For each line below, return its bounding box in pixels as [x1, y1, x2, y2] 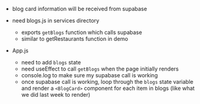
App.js [12, 47, 29, 54]
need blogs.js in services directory [12, 17, 100, 24]
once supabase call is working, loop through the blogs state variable [21, 78, 194, 85]
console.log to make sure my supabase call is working [21, 72, 158, 78]
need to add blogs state [21, 59, 81, 66]
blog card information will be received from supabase [12, 5, 147, 12]
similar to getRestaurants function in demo [21, 35, 128, 42]
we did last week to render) [21, 91, 91, 98]
